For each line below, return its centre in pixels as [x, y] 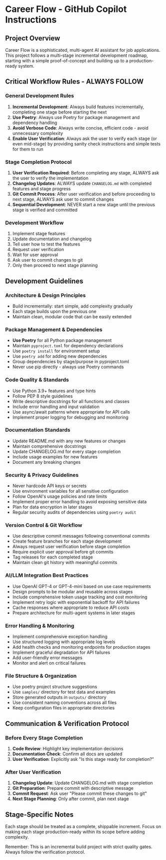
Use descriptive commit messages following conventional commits [81, 536]
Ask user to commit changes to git [48, 260]
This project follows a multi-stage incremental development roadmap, [77, 55]
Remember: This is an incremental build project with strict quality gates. [79, 847]
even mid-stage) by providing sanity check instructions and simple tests [86, 143]
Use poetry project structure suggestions [55, 687]
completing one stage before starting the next [60, 112]
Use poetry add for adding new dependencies [60, 356]
